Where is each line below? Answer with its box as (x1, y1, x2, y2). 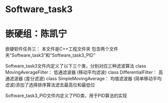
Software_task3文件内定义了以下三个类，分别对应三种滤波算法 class (5, 63, 146, 69)
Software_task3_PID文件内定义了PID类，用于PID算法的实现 (5, 92, 127, 99)
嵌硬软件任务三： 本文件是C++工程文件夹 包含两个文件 (5, 46, 118, 52)
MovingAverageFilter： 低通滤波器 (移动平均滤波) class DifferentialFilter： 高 (5, 69, 163, 75)
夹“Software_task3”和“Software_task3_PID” (5, 52, 96, 59)
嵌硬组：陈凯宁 (5, 28, 67, 40)
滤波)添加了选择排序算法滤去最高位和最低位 (5, 82, 96, 88)
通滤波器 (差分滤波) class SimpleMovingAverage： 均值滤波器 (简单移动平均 (5, 76, 162, 82)
